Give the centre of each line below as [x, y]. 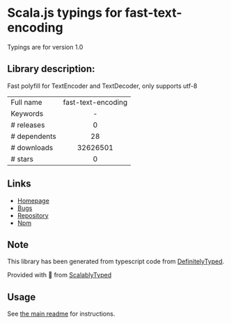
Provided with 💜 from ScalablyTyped [59, 275]
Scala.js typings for [65, 13]
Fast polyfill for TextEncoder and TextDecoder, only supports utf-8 [102, 86]
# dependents [34, 136]
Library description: [51, 69]
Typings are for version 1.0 [45, 47]
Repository [33, 215]
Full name [27, 102]
